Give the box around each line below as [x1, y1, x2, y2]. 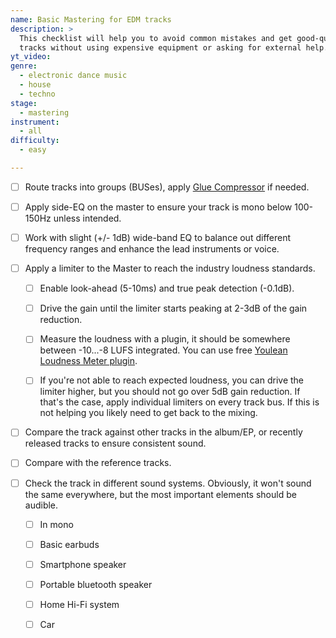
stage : [10, 98, 38, 108]
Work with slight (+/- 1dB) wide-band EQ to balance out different [24, 232, 291, 243]
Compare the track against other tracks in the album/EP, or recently [24, 426, 303, 438]
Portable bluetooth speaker [39, 578, 153, 590]
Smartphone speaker [39, 558, 127, 570]
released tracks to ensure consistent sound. [24, 437, 207, 450]
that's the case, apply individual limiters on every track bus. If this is [39, 396, 320, 408]
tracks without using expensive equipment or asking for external [19, 42, 302, 53]
